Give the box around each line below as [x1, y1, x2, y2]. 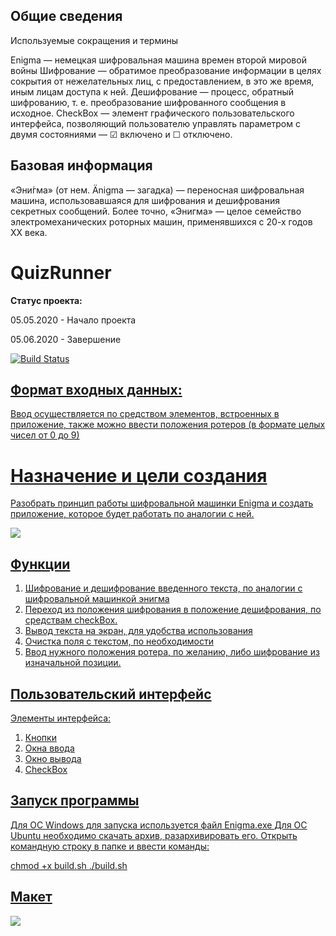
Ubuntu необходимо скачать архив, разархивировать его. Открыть [10, 829, 298, 841]
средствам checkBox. [24, 614, 118, 626]
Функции [10, 555, 71, 573]
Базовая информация [10, 157, 153, 174]
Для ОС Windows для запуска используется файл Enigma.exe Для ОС [10, 819, 308, 831]
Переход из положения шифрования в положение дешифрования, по [24, 604, 322, 616]
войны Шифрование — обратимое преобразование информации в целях [10, 64, 322, 76]
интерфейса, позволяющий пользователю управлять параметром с [10, 117, 301, 129]
